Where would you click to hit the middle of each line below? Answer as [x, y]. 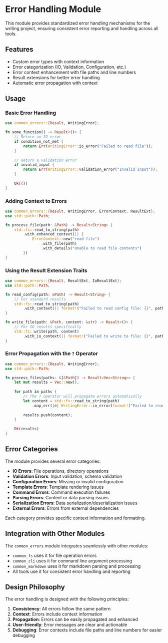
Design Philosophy [35, 587]
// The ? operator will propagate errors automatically [82, 397]
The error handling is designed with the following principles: [67, 599]
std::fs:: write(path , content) [47, 332]
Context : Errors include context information [57, 614]
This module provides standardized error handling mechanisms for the [78, 23]
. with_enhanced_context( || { [53, 234]
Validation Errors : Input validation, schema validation [67, 476]
